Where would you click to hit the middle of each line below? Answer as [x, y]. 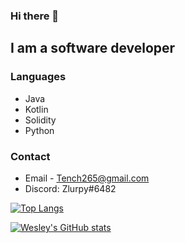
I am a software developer [93, 48]
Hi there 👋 [35, 16]
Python [39, 130]
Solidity [40, 120]
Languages [38, 77]
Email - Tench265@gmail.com [87, 178]
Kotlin [36, 109]
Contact [30, 156]
